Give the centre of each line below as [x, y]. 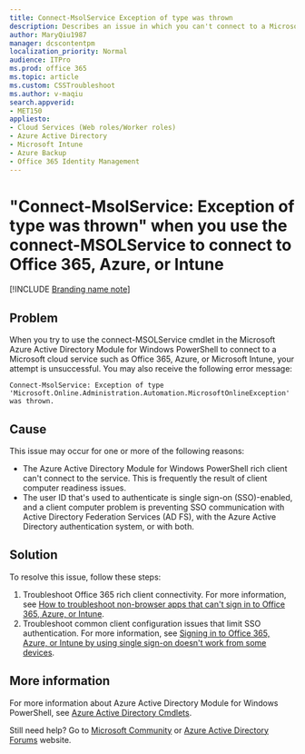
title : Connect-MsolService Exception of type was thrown [121, 18]
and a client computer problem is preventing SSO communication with [153, 507]
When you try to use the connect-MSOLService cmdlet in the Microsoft [143, 340]
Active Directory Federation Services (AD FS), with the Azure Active [149, 517]
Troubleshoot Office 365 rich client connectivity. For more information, [154, 594]
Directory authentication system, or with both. [108, 527]
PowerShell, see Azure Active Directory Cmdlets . [101, 712]
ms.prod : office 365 [49, 69]
